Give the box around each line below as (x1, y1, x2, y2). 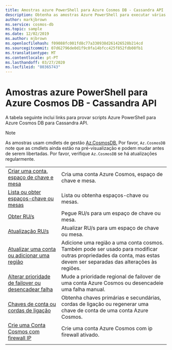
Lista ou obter (8, 189, 41, 196)
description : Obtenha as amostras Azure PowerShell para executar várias (5, 12, 166, 17)
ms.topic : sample (5, 27, 42, 32)
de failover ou (8, 279, 41, 287)
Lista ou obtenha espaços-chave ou (61, 192, 149, 199)
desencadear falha (8, 286, 53, 293)
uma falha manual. (61, 286, 106, 293)
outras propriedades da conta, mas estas (61, 252, 160, 259)
